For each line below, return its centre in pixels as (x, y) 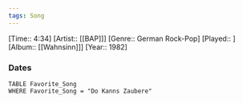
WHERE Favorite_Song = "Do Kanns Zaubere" (80, 91)
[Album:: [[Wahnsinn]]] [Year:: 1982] (68, 47)
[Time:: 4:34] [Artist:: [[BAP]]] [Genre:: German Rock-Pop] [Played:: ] (122, 38)
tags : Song (26, 16)
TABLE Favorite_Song (43, 84)
